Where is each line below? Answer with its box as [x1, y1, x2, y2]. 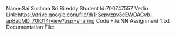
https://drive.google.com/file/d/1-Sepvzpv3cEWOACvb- [17, 11, 153, 18]
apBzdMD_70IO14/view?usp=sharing [6, 17, 95, 24]
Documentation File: [6, 23, 55, 30]
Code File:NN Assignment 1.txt [96, 17, 170, 24]
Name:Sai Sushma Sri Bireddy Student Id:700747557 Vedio [6, 5, 148, 12]
